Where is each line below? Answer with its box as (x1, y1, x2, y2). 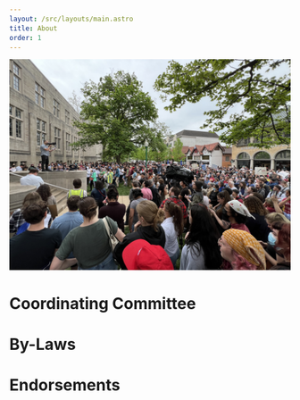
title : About (9, 23, 58, 33)
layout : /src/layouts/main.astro (9, 14, 134, 23)
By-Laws (9, 334, 76, 354)
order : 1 (9, 33, 42, 42)
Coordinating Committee (9, 293, 196, 313)
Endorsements (9, 375, 121, 395)
